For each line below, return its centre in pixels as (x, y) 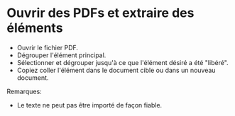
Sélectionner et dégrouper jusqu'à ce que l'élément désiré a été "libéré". (122, 62)
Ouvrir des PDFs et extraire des (100, 13)
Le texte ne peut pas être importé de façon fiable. (89, 105)
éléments (35, 28)
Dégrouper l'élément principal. (61, 55)
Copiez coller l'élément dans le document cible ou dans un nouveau (116, 70)
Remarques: (24, 91)
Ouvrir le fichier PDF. (48, 47)
